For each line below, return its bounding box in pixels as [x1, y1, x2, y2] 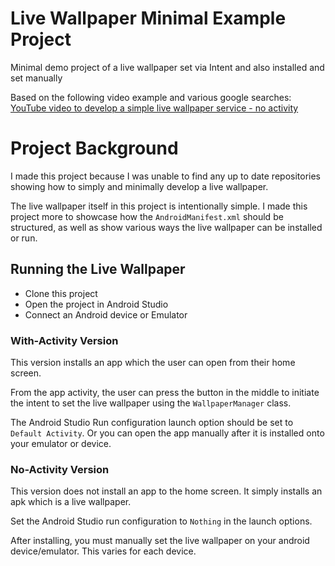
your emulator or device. [10, 437, 112, 449]
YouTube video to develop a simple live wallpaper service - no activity [10, 102, 299, 114]
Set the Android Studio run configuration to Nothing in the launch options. [10, 515, 313, 527]
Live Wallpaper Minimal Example [10, 7, 287, 30]
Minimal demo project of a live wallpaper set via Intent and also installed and [10, 61, 325, 73]
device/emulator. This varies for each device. [10, 545, 197, 557]
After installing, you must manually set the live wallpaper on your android [10, 535, 310, 547]
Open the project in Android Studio [24, 298, 169, 310]
